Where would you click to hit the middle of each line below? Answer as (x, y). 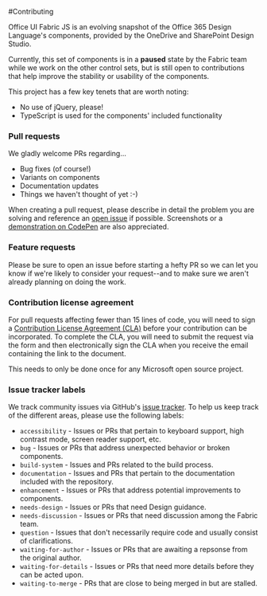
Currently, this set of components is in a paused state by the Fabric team (128, 59)
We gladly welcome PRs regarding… (68, 154)
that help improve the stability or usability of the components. (109, 76)
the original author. (50, 558)
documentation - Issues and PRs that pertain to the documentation (127, 473)
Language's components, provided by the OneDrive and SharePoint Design (131, 35)
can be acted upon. (52, 575)
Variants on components (60, 178)
